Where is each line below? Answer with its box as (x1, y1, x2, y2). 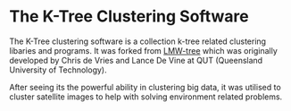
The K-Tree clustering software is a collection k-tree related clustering (9, 36, 266, 47)
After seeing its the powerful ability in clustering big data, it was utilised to (9, 81, 281, 92)
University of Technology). (9, 64, 107, 75)
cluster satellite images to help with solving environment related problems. (9, 91, 283, 102)
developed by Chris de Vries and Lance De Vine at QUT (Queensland (9, 55, 263, 65)
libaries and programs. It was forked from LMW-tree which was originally (9, 45, 279, 55)
